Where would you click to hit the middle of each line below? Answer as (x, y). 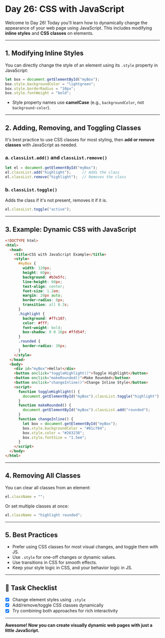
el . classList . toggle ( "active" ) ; (38, 209)
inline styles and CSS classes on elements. (49, 33)
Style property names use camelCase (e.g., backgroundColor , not (78, 102)
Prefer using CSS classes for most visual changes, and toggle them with (85, 547)
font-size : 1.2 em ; (41, 291)
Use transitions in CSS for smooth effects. (55, 563)
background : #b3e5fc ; (45, 277)
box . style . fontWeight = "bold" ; (38, 93)
